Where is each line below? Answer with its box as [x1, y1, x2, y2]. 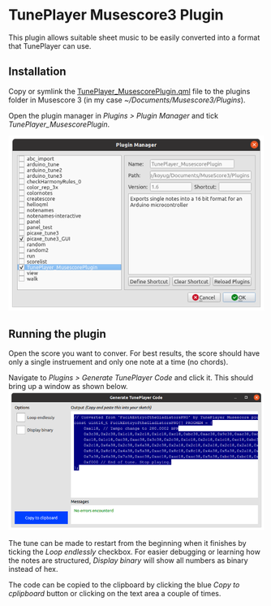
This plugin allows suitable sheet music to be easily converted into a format [8, 32, 260, 42]
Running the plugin [8, 327, 107, 340]
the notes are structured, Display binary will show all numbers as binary [8, 555, 249, 565]
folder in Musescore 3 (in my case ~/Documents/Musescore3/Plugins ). [8, 95, 246, 105]
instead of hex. [8, 564, 58, 574]
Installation [8, 65, 67, 79]
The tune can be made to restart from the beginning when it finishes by [8, 538, 247, 548]
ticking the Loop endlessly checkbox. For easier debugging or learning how [8, 547, 261, 556]
